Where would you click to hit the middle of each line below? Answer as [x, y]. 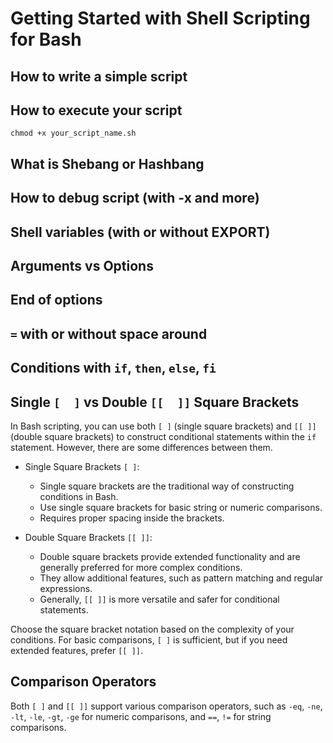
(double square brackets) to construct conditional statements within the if [163, 436]
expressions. [66, 588]
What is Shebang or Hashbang [107, 163]
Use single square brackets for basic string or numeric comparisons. [181, 507]
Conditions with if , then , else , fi [113, 368]
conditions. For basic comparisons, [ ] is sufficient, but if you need [149, 639]
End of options [56, 300]
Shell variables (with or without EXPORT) [140, 232]
